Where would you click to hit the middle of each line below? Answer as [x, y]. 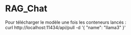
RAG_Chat [26, 9]
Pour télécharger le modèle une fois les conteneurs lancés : [66, 22]
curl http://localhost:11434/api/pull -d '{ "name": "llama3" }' [65, 27]
